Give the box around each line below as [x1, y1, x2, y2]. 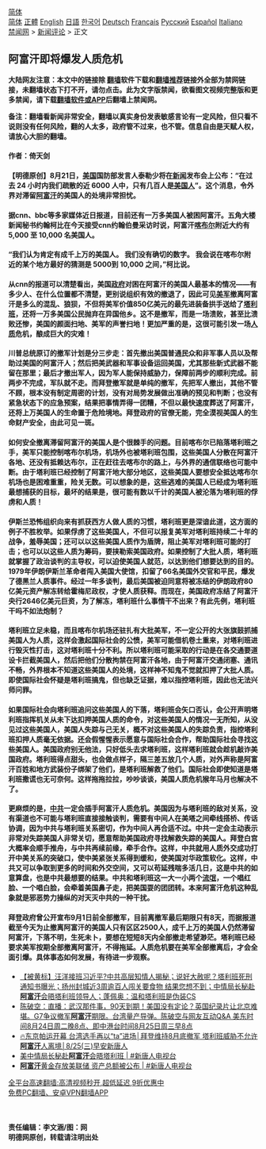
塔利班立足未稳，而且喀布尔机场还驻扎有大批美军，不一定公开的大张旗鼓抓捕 [8, 625, 258, 636]
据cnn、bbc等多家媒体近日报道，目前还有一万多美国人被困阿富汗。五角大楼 [8, 210, 256, 220]
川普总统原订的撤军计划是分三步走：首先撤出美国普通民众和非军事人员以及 [8, 348, 251, 358]
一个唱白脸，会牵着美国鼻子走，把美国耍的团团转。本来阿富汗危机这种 [21, 883, 251, 893]
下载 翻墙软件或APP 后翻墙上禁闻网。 [42, 94, 161, 104]
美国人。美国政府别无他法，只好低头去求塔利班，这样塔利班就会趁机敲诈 [14, 744, 251, 754]
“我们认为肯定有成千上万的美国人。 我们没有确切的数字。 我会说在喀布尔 [8, 250, 245, 259]
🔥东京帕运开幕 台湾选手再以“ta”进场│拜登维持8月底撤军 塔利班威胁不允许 [19, 1031, 258, 1040]
